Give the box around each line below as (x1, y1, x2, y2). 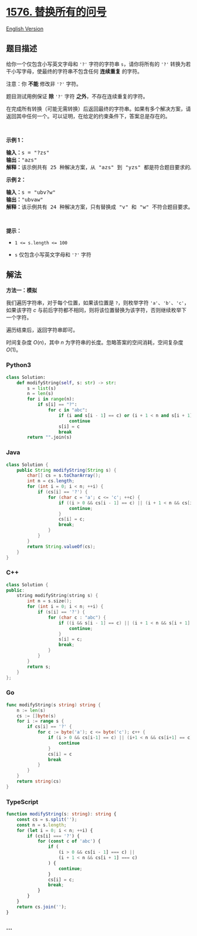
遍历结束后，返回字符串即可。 (6, 326, 78, 333)
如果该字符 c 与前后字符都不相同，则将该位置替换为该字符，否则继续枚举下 (6, 306, 186, 313)
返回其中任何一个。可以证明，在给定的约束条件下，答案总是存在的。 (6, 112, 171, 119)
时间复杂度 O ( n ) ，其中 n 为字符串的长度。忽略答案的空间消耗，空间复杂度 (6, 338, 184, 345)
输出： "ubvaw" (6, 196, 44, 203)
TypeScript (6, 797, 39, 806)
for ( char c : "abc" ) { (47, 615, 107, 620)
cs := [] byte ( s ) (16, 713, 57, 719)
